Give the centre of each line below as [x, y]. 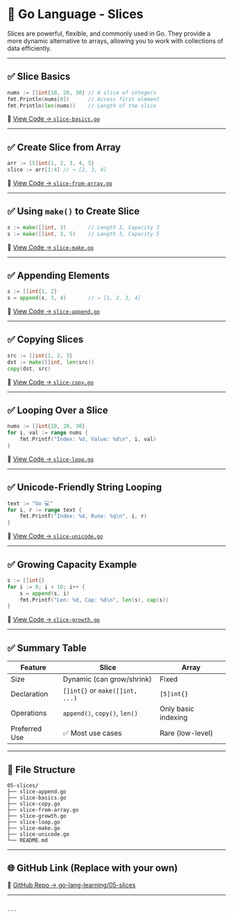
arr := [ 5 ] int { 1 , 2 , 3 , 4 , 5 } [51, 163]
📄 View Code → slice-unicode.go [55, 536]
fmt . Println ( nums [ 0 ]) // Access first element [83, 99]
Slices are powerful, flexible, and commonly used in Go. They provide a [109, 33]
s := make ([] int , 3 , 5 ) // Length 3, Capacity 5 [83, 234]
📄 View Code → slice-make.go [51, 247]
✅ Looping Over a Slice [58, 410]
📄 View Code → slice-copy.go [51, 382]
